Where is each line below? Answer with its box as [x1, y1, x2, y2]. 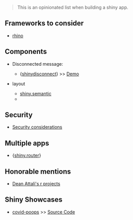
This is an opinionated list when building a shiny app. [17, 5, 128, 10]
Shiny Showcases [5, 196, 63, 204]
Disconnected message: [12, 61, 63, 67]
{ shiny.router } [12, 152, 41, 158]
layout [12, 80, 25, 87]
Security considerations [12, 124, 63, 130]
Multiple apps [5, 139, 49, 147]
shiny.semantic [19, 90, 51, 96]
